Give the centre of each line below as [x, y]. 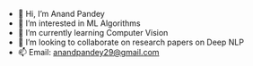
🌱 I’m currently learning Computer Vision [93, 33]
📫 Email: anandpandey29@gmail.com [88, 52]
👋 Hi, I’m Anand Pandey [61, 14]
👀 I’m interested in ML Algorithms [79, 23]
